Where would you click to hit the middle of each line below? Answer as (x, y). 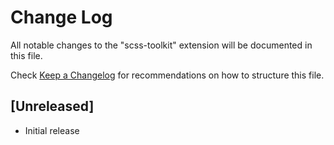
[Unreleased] (52, 106)
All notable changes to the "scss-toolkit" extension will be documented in (161, 45)
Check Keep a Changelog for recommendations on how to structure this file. (167, 75)
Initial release (52, 130)
